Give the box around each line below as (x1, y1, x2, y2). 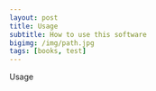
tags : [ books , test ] (9, 47, 87, 56)
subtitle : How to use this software (9, 30, 147, 39)
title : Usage (9, 22, 59, 31)
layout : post (9, 13, 59, 23)
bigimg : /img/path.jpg (9, 38, 95, 48)
